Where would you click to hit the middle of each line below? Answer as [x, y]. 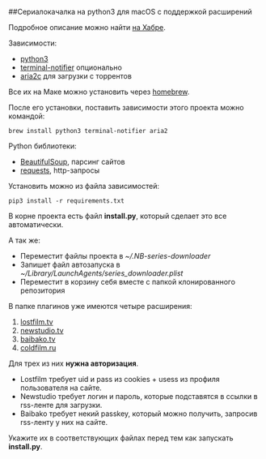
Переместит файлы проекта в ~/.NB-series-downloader [115, 256]
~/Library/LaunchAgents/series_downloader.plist [101, 273]
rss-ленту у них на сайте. [63, 422]
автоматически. [36, 225]
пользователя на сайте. [61, 388]
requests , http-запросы [59, 170]
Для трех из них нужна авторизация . [74, 363]
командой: [27, 116]
